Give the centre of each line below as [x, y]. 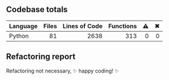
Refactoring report [41, 57]
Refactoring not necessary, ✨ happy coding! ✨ [63, 71]
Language [24, 26]
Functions [122, 26]
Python [19, 36]
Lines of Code [83, 26]
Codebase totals [37, 10]
